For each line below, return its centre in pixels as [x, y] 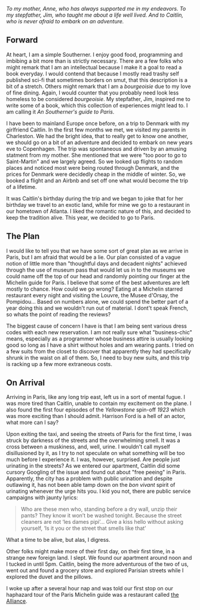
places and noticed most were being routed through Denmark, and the [93, 167]
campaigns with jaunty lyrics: [42, 498]
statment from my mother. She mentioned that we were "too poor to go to [96, 155]
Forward [22, 40]
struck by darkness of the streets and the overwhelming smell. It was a [93, 440]
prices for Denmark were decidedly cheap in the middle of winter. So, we [96, 174]
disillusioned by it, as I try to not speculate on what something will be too [96, 453]
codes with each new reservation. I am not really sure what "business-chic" [99, 332]
